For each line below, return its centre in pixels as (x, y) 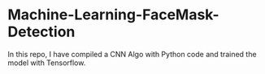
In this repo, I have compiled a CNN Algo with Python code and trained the (132, 54)
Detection (41, 32)
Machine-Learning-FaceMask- (114, 15)
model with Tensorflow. (47, 63)
